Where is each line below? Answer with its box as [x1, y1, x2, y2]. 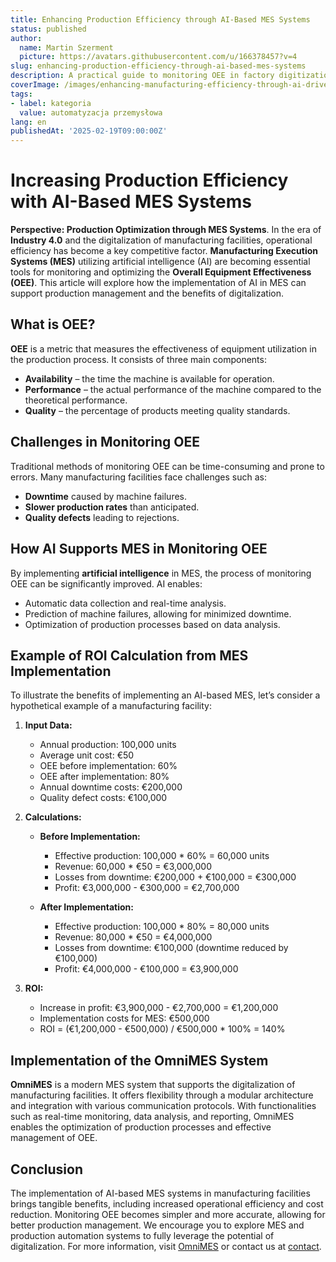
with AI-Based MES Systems [10, 191, 252, 213]
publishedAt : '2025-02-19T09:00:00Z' [10, 126, 168, 136]
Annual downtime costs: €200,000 [39, 781, 183, 793]
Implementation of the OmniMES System [10, 1052, 269, 1069]
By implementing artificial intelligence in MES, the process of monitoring [10, 567, 312, 579]
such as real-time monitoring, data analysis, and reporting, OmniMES [10, 1111, 295, 1123]
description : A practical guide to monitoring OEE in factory [10, 71, 275, 81]
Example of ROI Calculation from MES [10, 647, 249, 664]
